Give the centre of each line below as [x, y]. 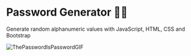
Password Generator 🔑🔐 [67, 12]
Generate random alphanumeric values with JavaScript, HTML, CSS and [96, 29]
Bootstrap [19, 35]
